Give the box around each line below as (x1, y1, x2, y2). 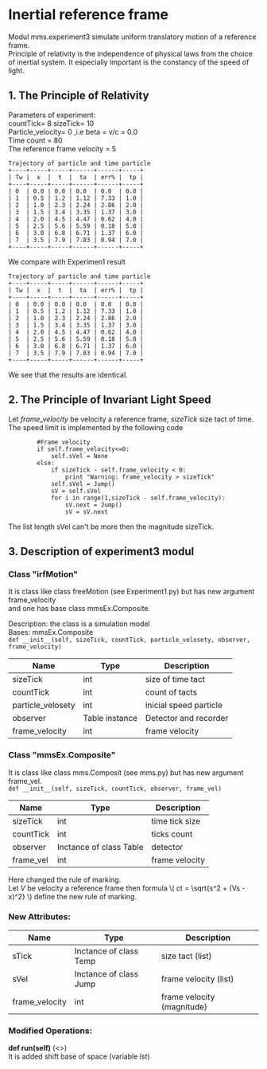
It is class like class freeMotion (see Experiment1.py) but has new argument (8, 587, 255, 597)
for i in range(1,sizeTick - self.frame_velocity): (50, 494, 226, 502)
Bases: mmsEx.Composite (8, 628, 94, 637)
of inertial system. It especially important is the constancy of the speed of (8, 57, 250, 67)
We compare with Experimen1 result (8, 256, 126, 266)
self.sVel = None (50, 452, 109, 460)
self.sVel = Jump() (50, 480, 115, 488)
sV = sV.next (64, 507, 109, 515)
